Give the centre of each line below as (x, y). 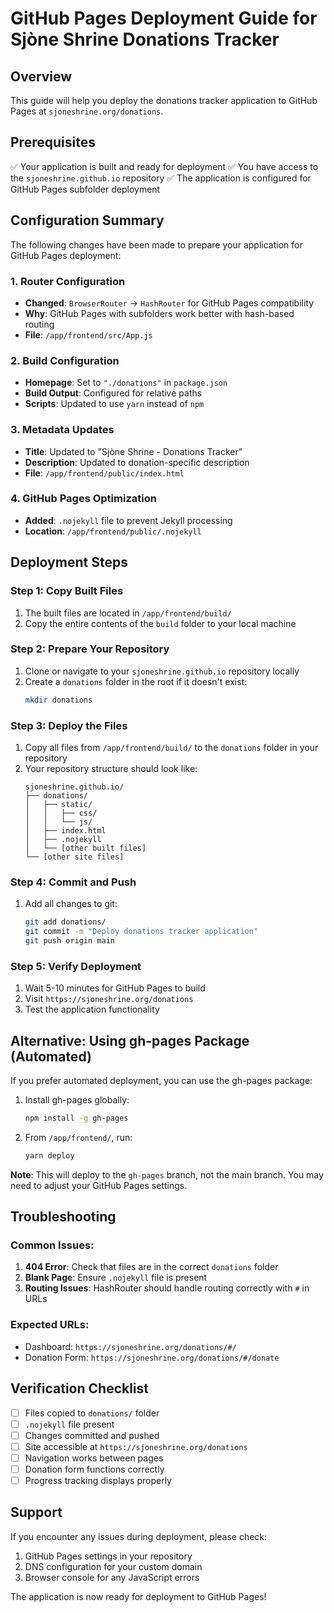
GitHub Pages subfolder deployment (85, 189)
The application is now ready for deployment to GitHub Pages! (138, 1596)
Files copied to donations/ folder (92, 1413)
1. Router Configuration (68, 281)
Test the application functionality (92, 1009)
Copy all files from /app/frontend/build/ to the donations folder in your (171, 747)
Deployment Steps (69, 562)
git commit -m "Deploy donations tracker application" (141, 932)
